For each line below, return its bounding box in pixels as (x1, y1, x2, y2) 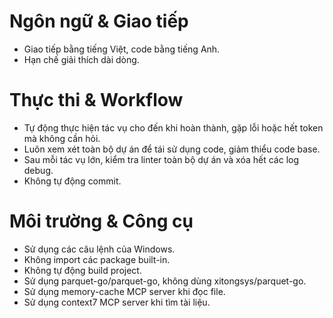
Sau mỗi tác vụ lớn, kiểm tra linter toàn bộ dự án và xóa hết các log (23, 153, 300, 165)
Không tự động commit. (23, 175, 122, 187)
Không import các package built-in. (23, 253, 171, 265)
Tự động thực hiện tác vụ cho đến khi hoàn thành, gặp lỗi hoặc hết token (23, 121, 324, 134)
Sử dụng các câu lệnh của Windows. (23, 243, 176, 255)
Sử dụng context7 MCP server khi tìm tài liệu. (23, 296, 211, 308)
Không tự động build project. (23, 264, 142, 276)
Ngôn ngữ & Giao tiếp (9, 10, 189, 33)
